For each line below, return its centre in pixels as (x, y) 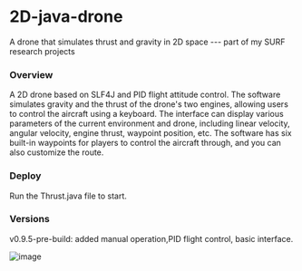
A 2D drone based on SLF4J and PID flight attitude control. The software (145, 95)
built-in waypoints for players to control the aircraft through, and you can (145, 143)
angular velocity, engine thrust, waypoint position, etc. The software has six (151, 133)
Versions (29, 219)
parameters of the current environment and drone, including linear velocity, (150, 123)
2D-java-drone (66, 17)
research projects (42, 51)
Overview (31, 74)
